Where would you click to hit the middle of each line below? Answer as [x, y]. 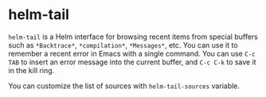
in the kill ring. [31, 70]
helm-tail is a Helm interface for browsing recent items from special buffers [133, 37]
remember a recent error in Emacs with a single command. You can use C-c [132, 53]
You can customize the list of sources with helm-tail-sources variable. [124, 86]
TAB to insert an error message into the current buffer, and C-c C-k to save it [132, 62]
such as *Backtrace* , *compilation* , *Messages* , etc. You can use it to [123, 45]
